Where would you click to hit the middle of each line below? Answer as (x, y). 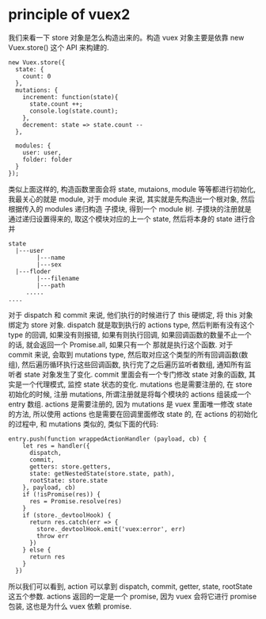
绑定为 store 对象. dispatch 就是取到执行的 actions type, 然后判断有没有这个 (131, 325)
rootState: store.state (68, 480)
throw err (53, 536)
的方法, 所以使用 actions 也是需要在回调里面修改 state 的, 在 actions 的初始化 (133, 414)
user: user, (42, 152)
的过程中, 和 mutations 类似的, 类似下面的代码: (83, 424)
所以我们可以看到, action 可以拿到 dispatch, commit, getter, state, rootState (131, 586)
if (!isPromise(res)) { (62, 494)
